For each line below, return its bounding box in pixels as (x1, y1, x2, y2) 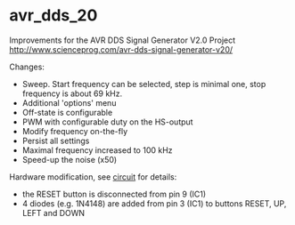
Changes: (9, 61, 45, 72)
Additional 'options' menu (21, 97, 117, 108)
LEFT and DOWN (21, 207, 86, 218)
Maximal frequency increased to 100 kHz (21, 144, 173, 156)
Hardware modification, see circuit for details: (9, 171, 177, 182)
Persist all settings (21, 135, 90, 146)
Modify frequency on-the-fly (21, 125, 128, 136)
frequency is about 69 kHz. (21, 88, 123, 99)
